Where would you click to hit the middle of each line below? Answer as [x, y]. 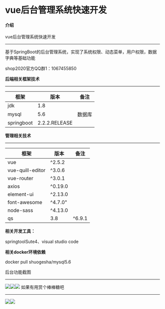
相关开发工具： [20, 231]
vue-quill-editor [27, 171]
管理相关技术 [18, 136]
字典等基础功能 [20, 58]
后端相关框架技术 [22, 79]
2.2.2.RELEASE [55, 123]
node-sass [20, 210]
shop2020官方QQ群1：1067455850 [41, 69]
